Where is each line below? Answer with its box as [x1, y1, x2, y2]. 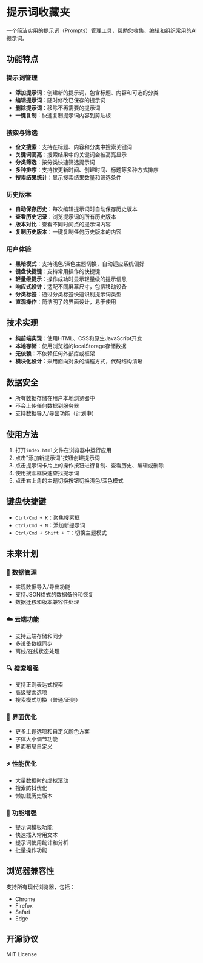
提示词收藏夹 [6, 5, 71, 19]
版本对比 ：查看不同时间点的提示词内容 [15, 220, 111, 228]
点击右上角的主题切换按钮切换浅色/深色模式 [15, 477, 124, 484]
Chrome [15, 895, 36, 903]
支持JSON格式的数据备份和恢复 [15, 591, 94, 598]
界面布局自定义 [15, 743, 53, 751]
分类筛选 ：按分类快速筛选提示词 [15, 158, 95, 166]
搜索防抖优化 [15, 784, 47, 791]
